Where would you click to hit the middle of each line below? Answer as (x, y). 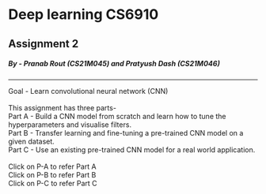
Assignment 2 (44, 44)
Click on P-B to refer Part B (52, 174)
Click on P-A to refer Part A (52, 166)
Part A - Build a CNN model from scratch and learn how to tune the (118, 116)
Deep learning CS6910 (84, 15)
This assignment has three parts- (63, 107)
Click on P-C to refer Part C (53, 183)
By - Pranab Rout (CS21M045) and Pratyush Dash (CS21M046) (114, 64)
